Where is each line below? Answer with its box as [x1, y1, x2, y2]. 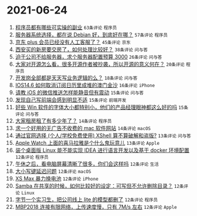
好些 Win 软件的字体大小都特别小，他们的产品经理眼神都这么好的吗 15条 [15, 104, 189, 111]
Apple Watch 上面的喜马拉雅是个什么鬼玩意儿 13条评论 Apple [15, 139, 160, 146]
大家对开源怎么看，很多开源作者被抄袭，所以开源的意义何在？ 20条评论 [15, 60, 185, 68]
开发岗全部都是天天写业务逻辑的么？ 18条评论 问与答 [15, 74, 138, 81]
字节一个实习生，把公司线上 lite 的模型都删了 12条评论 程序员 [15, 195, 158, 203]
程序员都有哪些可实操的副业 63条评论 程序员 [15, 24, 117, 31]
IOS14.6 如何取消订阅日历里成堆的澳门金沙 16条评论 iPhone [15, 81, 155, 88]
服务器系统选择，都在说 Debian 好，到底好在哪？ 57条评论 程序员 [15, 31, 168, 38]
